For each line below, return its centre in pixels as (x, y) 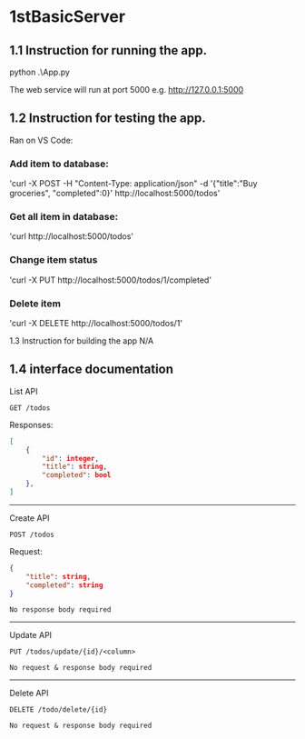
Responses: (31, 424)
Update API (31, 635)
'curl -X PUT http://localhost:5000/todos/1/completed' (110, 280)
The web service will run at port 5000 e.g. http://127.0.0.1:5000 (127, 90)
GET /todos (30, 408)
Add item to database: (59, 164)
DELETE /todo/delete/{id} (58, 710)
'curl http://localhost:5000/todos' (72, 236)
